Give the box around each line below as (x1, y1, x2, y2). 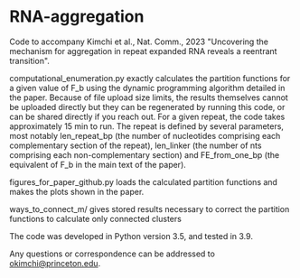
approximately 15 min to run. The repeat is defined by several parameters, (9, 120, 285, 132)
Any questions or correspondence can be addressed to (9, 248, 215, 259)
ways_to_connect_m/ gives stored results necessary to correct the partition (9, 203, 290, 214)
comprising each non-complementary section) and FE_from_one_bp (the (9, 149, 280, 160)
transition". (9, 55, 50, 66)
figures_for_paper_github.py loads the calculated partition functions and (9, 176, 278, 187)
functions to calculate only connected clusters (9, 213, 183, 224)
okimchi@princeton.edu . (9, 257, 101, 268)
